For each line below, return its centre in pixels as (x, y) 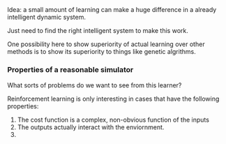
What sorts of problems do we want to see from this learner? (95, 85)
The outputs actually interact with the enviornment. (91, 127)
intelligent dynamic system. (46, 17)
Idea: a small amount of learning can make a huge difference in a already (112, 10)
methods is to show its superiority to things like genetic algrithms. (102, 52)
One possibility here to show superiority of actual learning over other (106, 44)
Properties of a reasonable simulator (70, 70)
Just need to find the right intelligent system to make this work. (98, 31)
